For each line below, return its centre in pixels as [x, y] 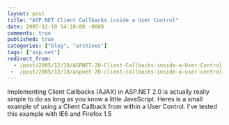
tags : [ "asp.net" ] [34, 53]
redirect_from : [29, 59]
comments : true [29, 33]
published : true [31, 40]
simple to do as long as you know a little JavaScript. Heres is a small [105, 99]
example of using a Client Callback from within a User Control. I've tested [112, 106]
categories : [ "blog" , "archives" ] [57, 46]
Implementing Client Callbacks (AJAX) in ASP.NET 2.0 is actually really [109, 92]
